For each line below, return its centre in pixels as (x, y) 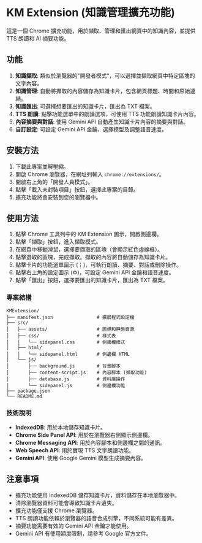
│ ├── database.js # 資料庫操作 (66, 379)
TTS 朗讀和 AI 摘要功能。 (38, 38)
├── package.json (28, 391)
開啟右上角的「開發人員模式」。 (54, 182)
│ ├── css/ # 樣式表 (61, 336)
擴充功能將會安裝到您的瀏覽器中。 (58, 197)
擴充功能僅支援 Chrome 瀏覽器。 (56, 510)
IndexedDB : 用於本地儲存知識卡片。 (60, 427)
